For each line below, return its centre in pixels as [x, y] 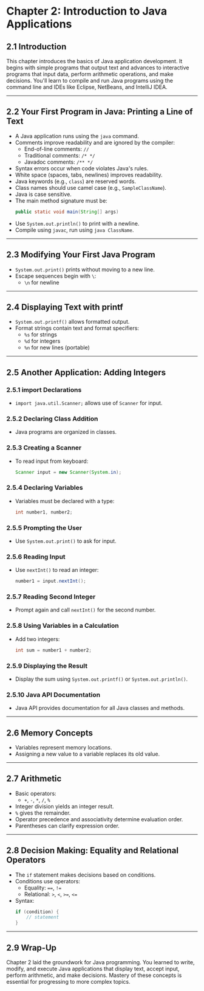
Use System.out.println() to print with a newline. [77, 223]
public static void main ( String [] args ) [67, 212]
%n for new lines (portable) [57, 347]
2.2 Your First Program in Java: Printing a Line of [100, 112]
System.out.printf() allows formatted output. [72, 322]
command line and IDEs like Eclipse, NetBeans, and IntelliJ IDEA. [87, 87]
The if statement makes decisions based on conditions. [85, 875]
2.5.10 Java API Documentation [53, 695]
